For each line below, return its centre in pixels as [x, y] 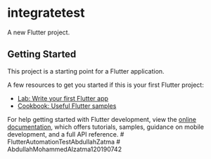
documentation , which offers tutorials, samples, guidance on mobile [105, 127]
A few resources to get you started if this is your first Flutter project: [105, 85]
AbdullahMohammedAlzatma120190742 [64, 149]
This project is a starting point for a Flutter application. [86, 71]
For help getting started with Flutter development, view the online [102, 119]
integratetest [46, 13]
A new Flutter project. [39, 32]
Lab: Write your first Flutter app [63, 98]
